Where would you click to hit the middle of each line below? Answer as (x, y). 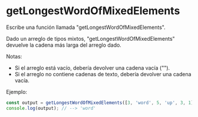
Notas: (14, 56)
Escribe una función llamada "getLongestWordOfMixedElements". (86, 27)
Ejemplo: (17, 92)
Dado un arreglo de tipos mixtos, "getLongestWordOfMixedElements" (90, 38)
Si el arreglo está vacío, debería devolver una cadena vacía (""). (92, 68)
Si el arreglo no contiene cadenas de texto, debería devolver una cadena (103, 74)
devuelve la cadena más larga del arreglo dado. (64, 45)
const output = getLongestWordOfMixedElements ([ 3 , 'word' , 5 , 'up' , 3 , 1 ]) (101, 103)
